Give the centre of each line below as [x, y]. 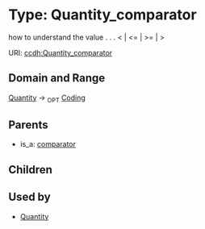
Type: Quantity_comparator [102, 15]
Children [30, 170]
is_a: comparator [48, 144]
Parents [28, 125]
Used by [29, 197]
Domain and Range [57, 78]
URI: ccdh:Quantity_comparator [61, 52]
